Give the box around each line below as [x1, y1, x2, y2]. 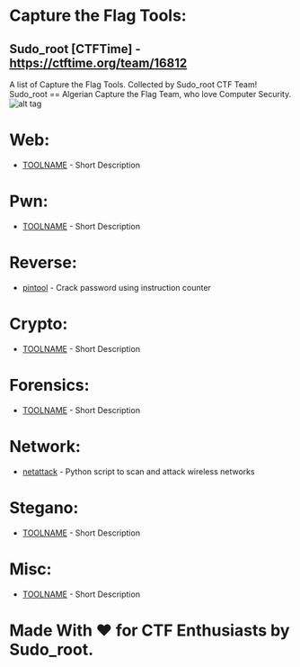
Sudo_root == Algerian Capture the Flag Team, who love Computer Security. [9, 89, 292, 99]
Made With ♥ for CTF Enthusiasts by [9, 620, 290, 640]
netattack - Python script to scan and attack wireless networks [22, 465, 255, 477]
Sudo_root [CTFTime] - [9, 41, 141, 57]
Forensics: [9, 374, 90, 395]
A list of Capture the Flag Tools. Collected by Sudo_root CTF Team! [9, 79, 258, 90]
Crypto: [9, 314, 68, 334]
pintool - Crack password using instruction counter [22, 282, 211, 293]
